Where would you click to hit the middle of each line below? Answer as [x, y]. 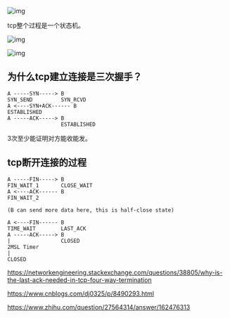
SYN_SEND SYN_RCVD [47, 100]
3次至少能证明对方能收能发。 [49, 138]
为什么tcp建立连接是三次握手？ [75, 77]
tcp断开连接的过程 [47, 163]
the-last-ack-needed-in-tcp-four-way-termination [80, 280]
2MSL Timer [23, 247]
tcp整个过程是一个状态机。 [46, 25]
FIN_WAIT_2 [23, 198]
